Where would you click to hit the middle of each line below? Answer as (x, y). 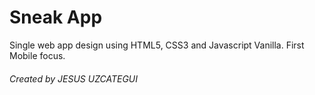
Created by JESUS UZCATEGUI (74, 78)
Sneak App (56, 17)
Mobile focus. (37, 55)
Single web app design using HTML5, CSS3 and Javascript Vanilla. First (157, 45)
